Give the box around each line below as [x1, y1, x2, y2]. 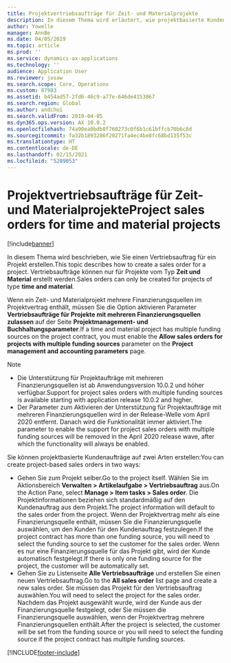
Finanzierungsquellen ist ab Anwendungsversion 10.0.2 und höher [16, 381, 205, 389]
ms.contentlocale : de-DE [7, 145, 78, 152]
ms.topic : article [7, 42, 60, 49]
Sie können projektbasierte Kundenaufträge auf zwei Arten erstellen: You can [7, 453, 224, 461]
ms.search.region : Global [7, 100, 81, 107]
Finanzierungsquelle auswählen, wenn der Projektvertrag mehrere [16, 613, 205, 621]
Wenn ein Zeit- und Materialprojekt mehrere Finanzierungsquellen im [7, 295, 202, 304]
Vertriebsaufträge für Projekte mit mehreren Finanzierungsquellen [7, 310, 201, 318]
